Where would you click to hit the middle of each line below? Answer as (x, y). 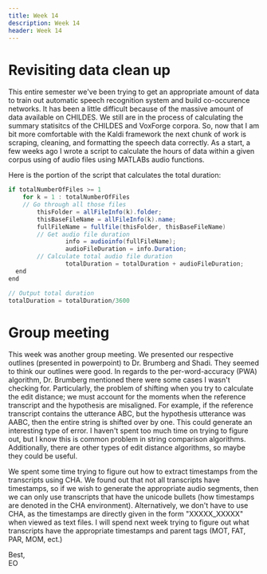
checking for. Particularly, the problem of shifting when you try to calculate (131, 388)
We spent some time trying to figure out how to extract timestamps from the (133, 472)
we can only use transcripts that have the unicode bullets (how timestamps (132, 497)
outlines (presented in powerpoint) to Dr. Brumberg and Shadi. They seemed (133, 363)
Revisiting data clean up (90, 70)
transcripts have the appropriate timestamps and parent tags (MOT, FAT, (127, 531)
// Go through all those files (75, 205)
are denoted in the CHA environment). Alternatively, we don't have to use (128, 505)
